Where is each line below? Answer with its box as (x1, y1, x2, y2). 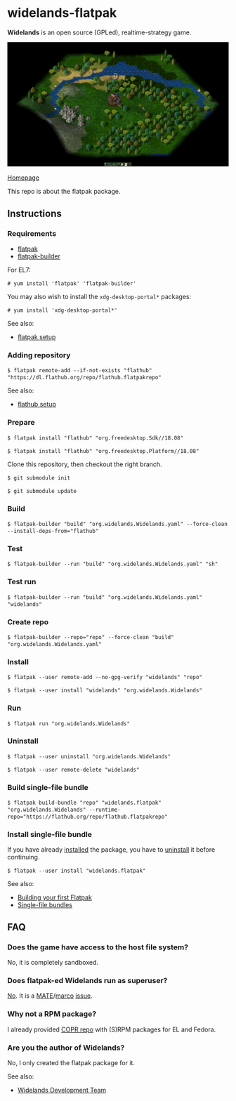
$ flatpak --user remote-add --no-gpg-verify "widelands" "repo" (7, 674, 202, 681)
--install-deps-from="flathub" (7, 528, 99, 535)
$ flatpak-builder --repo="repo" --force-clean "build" (7, 633, 174, 640)
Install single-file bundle (7, 830, 93, 840)
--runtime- (88, 806, 121, 814)
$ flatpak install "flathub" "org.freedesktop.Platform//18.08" (7, 447, 199, 454)
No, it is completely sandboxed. (7, 958, 99, 967)
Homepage (7, 173, 40, 182)
